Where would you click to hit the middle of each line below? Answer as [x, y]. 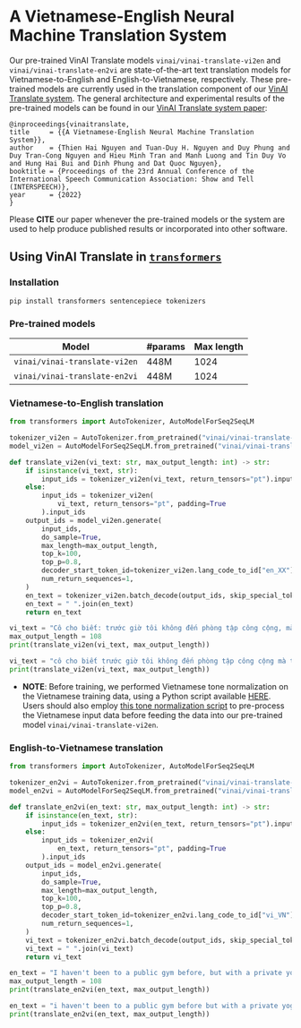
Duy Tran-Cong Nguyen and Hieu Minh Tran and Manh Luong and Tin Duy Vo [148, 155]
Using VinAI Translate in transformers [116, 257]
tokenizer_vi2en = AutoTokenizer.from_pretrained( [106, 438]
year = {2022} [46, 194]
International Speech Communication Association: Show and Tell [132, 179]
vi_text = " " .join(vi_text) [80, 948]
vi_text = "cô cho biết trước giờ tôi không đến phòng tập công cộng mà [148, 661]
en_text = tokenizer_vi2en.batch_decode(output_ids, [126, 595]
